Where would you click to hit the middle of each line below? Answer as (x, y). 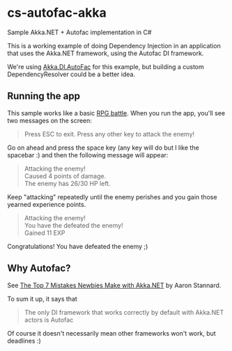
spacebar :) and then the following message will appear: (88, 155)
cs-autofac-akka (57, 13)
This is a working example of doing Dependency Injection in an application (114, 45)
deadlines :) (24, 341)
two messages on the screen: (50, 120)
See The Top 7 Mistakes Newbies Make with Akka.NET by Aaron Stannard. (114, 285)
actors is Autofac (49, 320)
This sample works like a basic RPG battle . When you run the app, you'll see (116, 113)
